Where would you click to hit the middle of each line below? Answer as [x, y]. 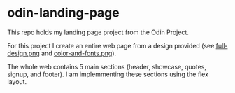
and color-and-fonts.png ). [79, 53]
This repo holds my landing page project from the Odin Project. [98, 32]
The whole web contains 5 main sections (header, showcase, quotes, [107, 66]
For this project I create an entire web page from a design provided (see [111, 45]
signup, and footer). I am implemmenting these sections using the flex [108, 74]
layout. [17, 81]
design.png [23, 53]
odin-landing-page [64, 13]
